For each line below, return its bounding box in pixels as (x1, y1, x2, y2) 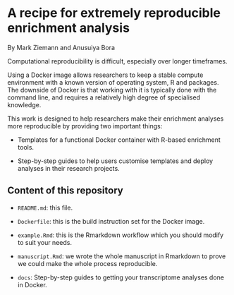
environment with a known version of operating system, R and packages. (7, 78, 219, 86)
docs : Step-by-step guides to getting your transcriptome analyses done (17, 273, 224, 282)
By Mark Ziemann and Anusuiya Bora (7, 43, 115, 52)
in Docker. (17, 280, 47, 289)
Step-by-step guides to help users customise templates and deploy (17, 157, 214, 165)
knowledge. (7, 100, 42, 109)
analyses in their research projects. (17, 164, 120, 172)
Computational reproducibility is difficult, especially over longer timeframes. (7, 56, 228, 65)
